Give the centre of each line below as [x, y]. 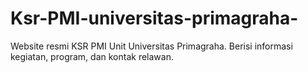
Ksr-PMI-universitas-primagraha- [154, 18]
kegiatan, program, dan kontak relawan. [92, 56]
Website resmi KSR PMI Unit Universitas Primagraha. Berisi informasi [151, 46]
